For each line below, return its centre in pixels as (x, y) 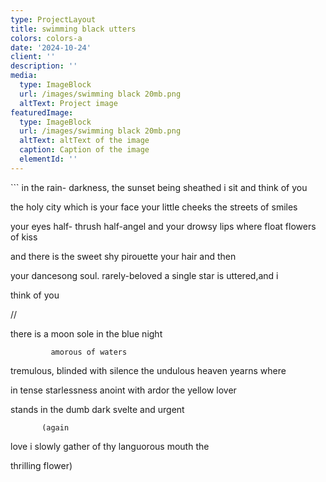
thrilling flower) (41, 465)
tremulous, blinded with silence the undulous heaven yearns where (148, 370)
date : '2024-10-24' (51, 47)
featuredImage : (42, 112)
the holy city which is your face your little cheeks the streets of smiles (154, 207)
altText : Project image (68, 103)
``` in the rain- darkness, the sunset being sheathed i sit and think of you (159, 187)
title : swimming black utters (73, 29)
